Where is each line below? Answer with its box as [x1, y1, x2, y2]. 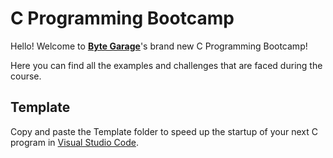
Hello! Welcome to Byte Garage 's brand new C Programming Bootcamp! [10, 40, 308, 52]
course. [10, 70, 42, 82]
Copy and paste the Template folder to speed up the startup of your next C [10, 125, 318, 137]
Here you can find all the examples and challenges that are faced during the [10, 59, 323, 71]
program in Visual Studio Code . [10, 136, 139, 148]
